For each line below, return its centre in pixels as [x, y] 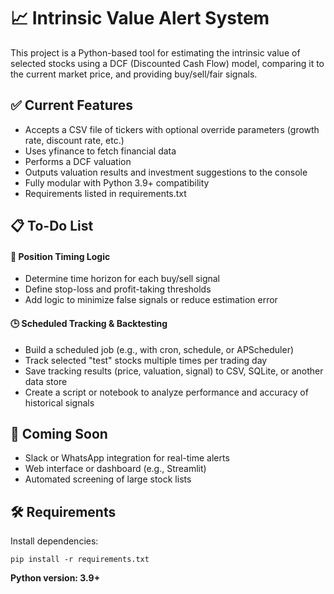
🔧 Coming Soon [59, 433]
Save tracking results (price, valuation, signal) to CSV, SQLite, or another [174, 371]
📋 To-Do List [52, 226]
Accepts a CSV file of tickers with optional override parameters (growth [172, 129]
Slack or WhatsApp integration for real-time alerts [127, 458]
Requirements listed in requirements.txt [105, 193]
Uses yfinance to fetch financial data [100, 151]
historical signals [59, 402]
